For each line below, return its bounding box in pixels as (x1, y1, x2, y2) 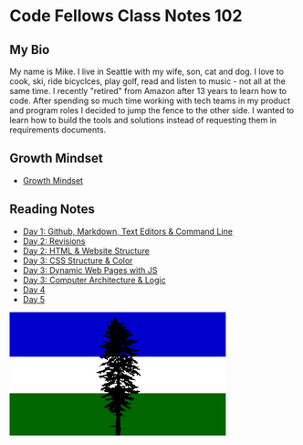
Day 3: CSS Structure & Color (22, 255, 133, 266)
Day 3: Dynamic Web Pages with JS (22, 264, 158, 275)
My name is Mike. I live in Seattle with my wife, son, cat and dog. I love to (9, 66, 285, 77)
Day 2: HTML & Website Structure (22, 245, 151, 256)
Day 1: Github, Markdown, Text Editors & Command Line (22, 226, 233, 237)
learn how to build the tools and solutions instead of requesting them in (9, 115, 277, 125)
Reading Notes (9, 202, 96, 217)
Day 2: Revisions (22, 235, 86, 247)
